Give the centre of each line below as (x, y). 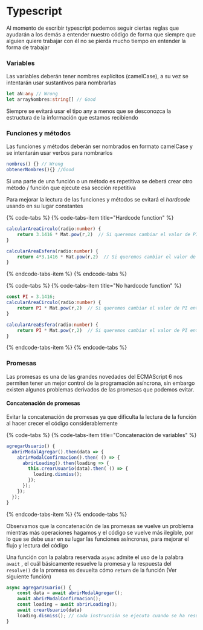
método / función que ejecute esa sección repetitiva (71, 188)
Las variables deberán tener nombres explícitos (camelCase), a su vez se (97, 76)
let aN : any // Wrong (32, 94)
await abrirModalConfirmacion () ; (59, 599)
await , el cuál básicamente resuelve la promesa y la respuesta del (89, 563)
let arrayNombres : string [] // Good (51, 100)
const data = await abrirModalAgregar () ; (70, 593)
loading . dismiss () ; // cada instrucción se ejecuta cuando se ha (101, 615)
